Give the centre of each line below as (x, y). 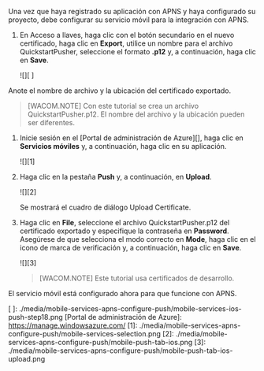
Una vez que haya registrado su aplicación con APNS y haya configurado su (132, 11)
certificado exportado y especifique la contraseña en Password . (125, 231)
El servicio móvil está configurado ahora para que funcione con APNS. (123, 293)
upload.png (27, 359)
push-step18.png (35, 317)
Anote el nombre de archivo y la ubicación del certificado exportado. (119, 91)
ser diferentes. (51, 122)
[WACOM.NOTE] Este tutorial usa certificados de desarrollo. (137, 278)
